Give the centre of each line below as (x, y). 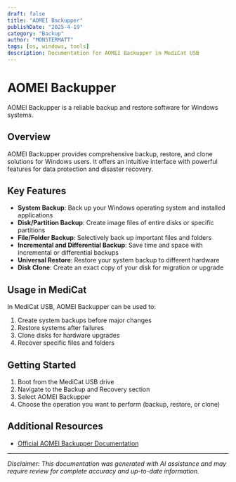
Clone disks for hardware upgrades (68, 336)
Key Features (37, 191)
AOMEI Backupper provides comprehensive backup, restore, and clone (110, 154)
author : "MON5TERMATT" (40, 40)
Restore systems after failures (60, 328)
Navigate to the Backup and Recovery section (84, 389)
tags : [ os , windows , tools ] (48, 46)
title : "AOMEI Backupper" (45, 20)
